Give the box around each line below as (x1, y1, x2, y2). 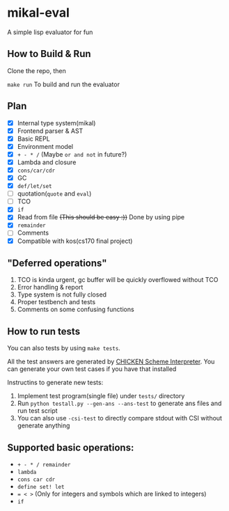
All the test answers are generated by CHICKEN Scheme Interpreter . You (7, 357, 215, 366)
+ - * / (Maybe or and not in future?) (17, 150, 127, 158)
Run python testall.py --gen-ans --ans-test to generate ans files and (17, 399, 222, 408)
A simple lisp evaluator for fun (7, 28, 93, 36)
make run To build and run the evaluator (7, 80, 120, 88)
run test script (17, 407, 58, 415)
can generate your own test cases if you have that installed (7, 365, 177, 373)
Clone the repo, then (7, 66, 66, 74)
